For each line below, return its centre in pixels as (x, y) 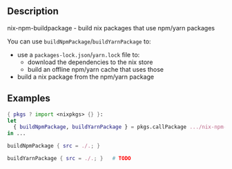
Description (33, 11)
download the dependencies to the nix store (90, 62)
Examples (29, 98)
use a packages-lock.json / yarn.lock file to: (78, 54)
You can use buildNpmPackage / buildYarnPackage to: (79, 41)
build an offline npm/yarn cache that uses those (96, 69)
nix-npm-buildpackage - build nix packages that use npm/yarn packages (111, 28)
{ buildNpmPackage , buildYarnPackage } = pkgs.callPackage (100, 127)
